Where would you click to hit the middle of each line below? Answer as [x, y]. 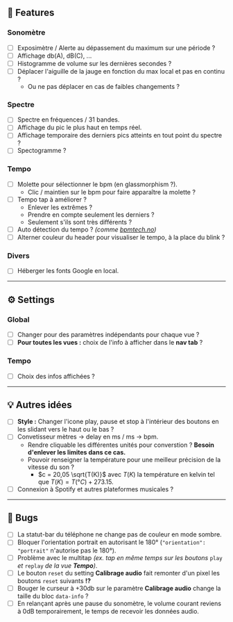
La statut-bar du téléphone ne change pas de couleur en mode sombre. [119, 534]
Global [18, 319]
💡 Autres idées [40, 405]
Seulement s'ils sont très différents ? [80, 222]
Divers [18, 256]
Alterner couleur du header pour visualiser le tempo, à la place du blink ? [121, 237]
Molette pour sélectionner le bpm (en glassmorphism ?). [97, 184]
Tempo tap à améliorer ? [52, 199]
